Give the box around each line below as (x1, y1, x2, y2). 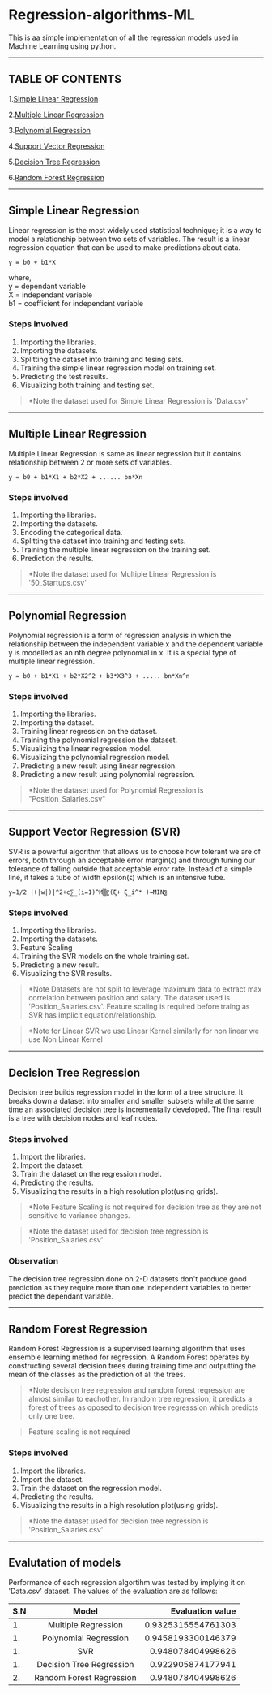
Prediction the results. (19, 553, 94, 563)
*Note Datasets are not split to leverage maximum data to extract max (28, 984, 262, 994)
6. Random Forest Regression (8, 172, 105, 182)
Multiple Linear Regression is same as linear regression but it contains (8, 448, 242, 458)
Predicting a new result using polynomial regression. (19, 770, 196, 780)
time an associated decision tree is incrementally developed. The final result (8, 1104, 262, 1114)
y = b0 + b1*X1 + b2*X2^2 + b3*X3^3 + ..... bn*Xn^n (8, 672, 190, 680)
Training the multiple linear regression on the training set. (19, 544, 211, 554)
